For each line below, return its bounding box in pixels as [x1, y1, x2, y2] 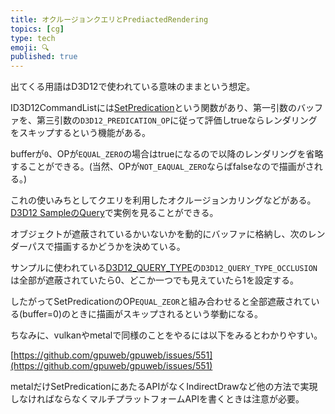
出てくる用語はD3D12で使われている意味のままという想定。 [10, 81, 256, 93]
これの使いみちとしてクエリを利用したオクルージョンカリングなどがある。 [10, 194, 317, 206]
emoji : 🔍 [10, 42, 50, 53]
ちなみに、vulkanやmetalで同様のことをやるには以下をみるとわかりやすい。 [10, 329, 323, 341]
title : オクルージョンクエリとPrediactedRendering [10, 14, 209, 25]
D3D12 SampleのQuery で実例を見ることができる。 [10, 207, 219, 219]
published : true [10, 52, 78, 62]
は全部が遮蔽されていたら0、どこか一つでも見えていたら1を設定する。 [10, 274, 299, 286]
